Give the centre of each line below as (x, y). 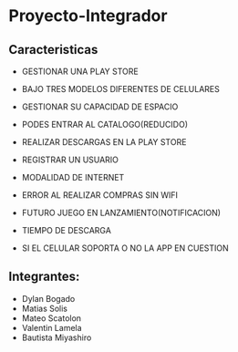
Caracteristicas (53, 50)
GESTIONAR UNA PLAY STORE (80, 71)
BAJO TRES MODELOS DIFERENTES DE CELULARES (120, 89)
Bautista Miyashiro (57, 337)
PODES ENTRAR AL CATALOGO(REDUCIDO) (105, 124)
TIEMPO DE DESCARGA (66, 230)
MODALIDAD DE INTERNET (73, 177)
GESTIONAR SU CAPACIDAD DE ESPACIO (100, 107)
